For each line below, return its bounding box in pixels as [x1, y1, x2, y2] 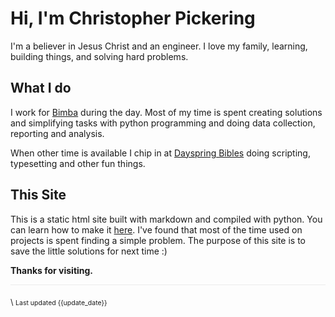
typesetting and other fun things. [10, 157, 146, 169]
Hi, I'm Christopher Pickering [10, 7, 256, 30]
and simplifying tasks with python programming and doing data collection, [10, 117, 316, 129]
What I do [10, 80, 72, 97]
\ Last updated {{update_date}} [10, 297, 108, 307]
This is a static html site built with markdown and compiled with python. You [10, 213, 323, 225]
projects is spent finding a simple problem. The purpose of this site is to [10, 234, 307, 246]
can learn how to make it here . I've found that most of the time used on [10, 223, 303, 236]
